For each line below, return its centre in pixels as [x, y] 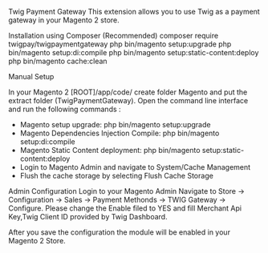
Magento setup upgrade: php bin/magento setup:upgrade [115, 124]
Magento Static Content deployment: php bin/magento [110, 150]
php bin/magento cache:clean [58, 61]
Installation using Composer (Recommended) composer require [114, 36]
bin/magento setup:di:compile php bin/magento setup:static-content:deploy [134, 52]
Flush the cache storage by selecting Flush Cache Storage [117, 176]
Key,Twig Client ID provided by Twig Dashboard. [88, 217]
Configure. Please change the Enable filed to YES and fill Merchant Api [125, 208]
